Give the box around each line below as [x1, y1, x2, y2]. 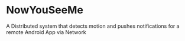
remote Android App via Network [6, 28, 87, 35]
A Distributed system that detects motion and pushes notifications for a [6, 23, 180, 29]
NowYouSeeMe [6, 3, 84, 17]
